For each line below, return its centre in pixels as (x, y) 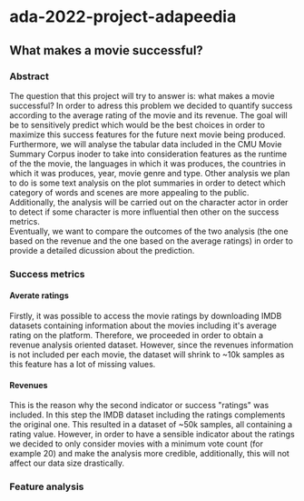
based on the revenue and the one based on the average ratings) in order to (151, 240)
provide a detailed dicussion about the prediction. (102, 250)
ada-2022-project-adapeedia (123, 17)
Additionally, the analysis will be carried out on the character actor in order (149, 202)
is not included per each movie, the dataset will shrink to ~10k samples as (147, 355)
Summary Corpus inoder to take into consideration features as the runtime (148, 154)
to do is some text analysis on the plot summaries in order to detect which (147, 183)
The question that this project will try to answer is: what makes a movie (142, 95)
